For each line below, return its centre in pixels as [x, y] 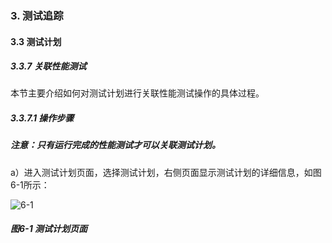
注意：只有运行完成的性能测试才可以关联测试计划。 [115, 145]
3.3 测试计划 [36, 41]
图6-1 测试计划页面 [49, 229]
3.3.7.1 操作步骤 [42, 118]
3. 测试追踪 [37, 15]
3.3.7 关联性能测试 [48, 66]
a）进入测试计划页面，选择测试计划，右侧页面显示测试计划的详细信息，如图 [166, 172]
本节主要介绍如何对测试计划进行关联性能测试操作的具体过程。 [137, 93]
